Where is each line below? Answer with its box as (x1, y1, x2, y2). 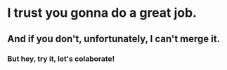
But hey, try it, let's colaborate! (7, 54, 115, 64)
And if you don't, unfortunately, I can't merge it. (7, 33, 220, 45)
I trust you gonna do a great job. (7, 5, 197, 21)
